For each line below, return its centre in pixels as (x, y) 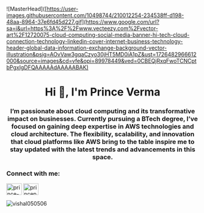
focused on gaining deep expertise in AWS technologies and (103, 127)
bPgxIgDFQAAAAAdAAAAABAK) (47, 67)
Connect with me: (33, 174)
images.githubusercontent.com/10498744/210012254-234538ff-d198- (95, 15)
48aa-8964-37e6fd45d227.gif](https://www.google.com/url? (83, 22)
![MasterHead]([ (27, 9)
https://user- (63, 9)
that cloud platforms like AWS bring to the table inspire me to (103, 142)
